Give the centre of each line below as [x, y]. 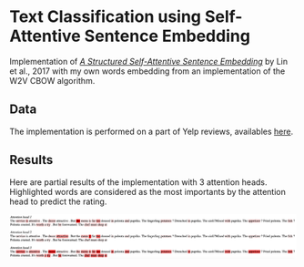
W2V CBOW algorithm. [52, 80]
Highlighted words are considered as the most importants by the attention [148, 191]
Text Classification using [106, 17]
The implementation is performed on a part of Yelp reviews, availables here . [152, 131]
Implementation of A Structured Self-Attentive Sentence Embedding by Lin [149, 61]
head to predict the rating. [58, 201]
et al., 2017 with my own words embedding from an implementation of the [147, 71]
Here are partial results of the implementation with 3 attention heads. [138, 182]
